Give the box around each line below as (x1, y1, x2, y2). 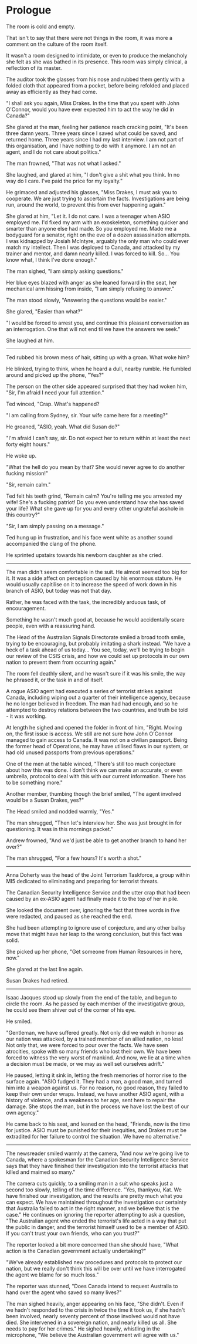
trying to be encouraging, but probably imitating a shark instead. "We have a (6, 640, 191, 647)
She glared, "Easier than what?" (6, 308, 83, 315)
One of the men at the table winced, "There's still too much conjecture (6, 760, 176, 767)
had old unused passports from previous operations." (6, 749, 135, 756)
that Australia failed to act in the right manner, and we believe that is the (6, 1204, 180, 1212)
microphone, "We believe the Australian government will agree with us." (6, 1331, 179, 1338)
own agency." (6, 1109, 39, 1116)
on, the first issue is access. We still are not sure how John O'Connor (6, 730, 173, 737)
